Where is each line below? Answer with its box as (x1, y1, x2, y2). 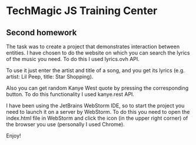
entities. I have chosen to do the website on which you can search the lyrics (6, 49, 190, 56)
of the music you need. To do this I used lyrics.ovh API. (6, 56, 140, 62)
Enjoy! (6, 132, 22, 139)
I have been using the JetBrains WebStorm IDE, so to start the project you (6, 102, 185, 109)
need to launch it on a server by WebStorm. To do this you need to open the (6, 109, 190, 115)
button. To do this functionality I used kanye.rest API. (6, 91, 134, 97)
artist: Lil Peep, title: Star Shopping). (6, 73, 94, 80)
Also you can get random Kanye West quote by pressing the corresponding (6, 85, 189, 92)
